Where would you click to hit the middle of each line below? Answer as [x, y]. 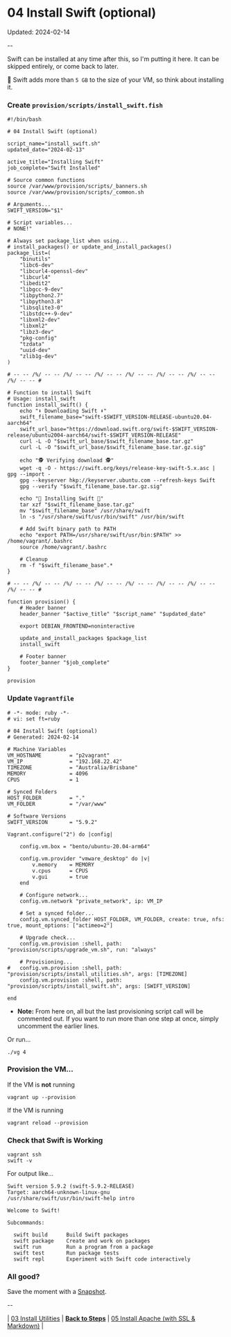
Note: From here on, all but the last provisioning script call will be [110, 1011]
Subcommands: [26, 1223]
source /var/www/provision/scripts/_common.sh [76, 192]
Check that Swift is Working [55, 1140]
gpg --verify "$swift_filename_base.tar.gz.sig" [91, 487]
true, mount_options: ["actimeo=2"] [60, 925]
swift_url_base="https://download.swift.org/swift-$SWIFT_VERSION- [119, 429]
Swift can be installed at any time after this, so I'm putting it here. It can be [113, 59]
